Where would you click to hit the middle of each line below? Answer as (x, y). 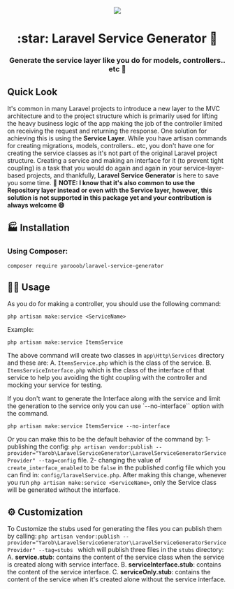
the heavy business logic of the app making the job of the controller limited (115, 123)
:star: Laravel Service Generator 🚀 (117, 39)
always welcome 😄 (36, 205)
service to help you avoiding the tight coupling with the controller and (107, 378)
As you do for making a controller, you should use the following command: (114, 304)
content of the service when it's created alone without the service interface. (116, 579)
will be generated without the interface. (64, 490)
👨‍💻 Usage (29, 287)
